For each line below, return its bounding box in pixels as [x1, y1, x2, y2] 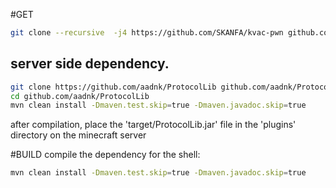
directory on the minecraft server [10, 129, 147, 141]
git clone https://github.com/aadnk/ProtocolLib [10, 82, 217, 92]
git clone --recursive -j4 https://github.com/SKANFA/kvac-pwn [10, 28, 284, 38]
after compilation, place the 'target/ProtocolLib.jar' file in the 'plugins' [10, 119, 297, 131]
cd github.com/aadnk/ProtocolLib [10, 91, 150, 101]
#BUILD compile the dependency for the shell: [10, 149, 201, 161]
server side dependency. [10, 55, 170, 73]
